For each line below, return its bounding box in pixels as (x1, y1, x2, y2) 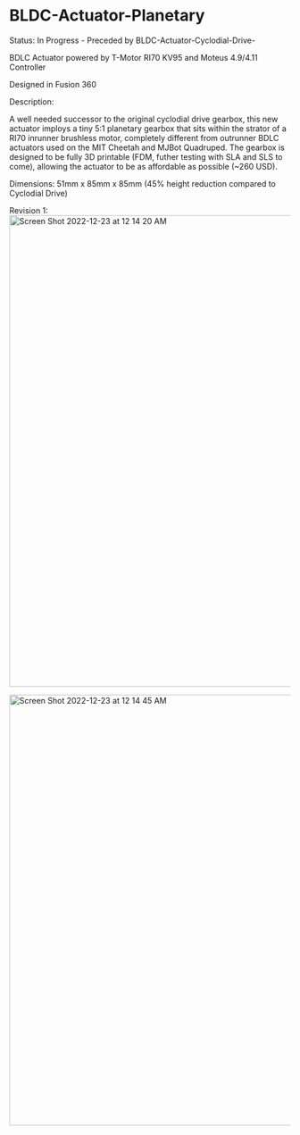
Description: (9, 96, 54, 107)
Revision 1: (9, 204, 49, 215)
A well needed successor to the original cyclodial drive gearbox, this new (9, 113, 279, 124)
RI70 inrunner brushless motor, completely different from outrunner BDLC (9, 132, 279, 143)
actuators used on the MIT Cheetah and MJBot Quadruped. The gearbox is (9, 142, 286, 153)
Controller (9, 62, 46, 72)
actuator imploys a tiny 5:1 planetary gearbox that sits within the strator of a (9, 122, 287, 134)
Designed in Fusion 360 (9, 79, 96, 89)
